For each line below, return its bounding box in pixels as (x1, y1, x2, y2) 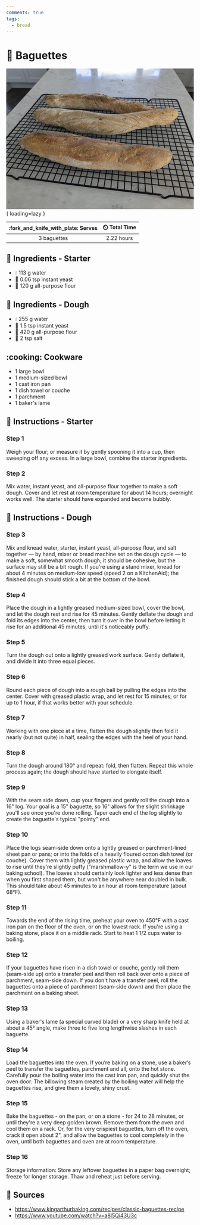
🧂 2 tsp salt (14, 335, 43, 342)
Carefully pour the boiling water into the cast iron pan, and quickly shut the (6, 1071, 190, 1079)
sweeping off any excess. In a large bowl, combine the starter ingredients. (6, 454, 187, 462)
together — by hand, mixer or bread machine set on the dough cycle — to (6, 550, 187, 557)
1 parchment (14, 393, 46, 400)
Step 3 (6, 531, 26, 539)
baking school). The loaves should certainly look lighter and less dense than (6, 869, 193, 877)
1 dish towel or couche (14, 387, 70, 394)
